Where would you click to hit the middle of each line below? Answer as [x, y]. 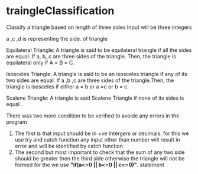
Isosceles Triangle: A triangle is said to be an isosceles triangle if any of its [97, 74]
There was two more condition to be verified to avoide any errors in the [93, 116]
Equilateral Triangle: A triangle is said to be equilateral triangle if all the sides [99, 50]
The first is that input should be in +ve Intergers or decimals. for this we [102, 133]
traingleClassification [60, 11]
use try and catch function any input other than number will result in [97, 139]
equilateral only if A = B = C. [40, 63]
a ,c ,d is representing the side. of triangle [57, 38]
